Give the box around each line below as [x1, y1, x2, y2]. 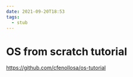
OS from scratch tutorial [6, 45, 128, 58]
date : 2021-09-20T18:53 [6, 8, 65, 15]
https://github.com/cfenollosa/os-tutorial [6, 64, 106, 71]
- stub [11, 19, 28, 25]
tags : [6, 14, 20, 20]
